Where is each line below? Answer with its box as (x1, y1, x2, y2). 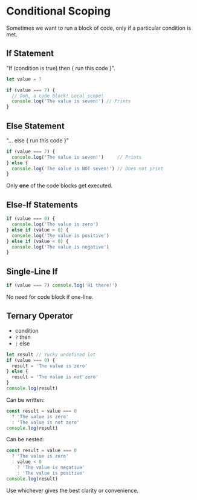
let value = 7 (6, 76, 42, 82)
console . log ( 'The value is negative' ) (11, 244, 110, 250)
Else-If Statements (6, 199, 79, 210)
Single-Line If (6, 266, 59, 276)
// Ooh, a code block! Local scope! (11, 93, 104, 99)
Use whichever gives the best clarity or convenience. (6, 487, 139, 494)
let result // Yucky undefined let (6, 352, 96, 358)
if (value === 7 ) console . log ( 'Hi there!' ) (6, 282, 118, 288)
